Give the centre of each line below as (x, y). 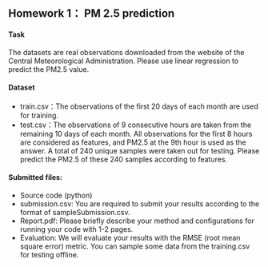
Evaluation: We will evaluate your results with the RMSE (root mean (130, 238)
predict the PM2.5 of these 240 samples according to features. (124, 159)
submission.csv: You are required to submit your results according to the (140, 204)
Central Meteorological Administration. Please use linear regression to (124, 61)
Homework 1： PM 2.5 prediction (92, 14)
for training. (39, 115)
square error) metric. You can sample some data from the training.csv (135, 246)
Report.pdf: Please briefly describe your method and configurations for (137, 221)
